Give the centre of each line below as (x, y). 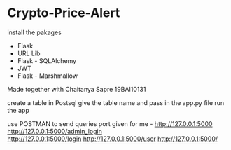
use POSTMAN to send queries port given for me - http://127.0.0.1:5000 (110, 123)
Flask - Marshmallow (48, 76)
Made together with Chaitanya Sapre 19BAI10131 (77, 89)
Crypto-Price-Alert (64, 13)
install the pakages (34, 32)
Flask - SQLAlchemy (47, 60)
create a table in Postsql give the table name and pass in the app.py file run (116, 102)
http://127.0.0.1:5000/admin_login (55, 131)
